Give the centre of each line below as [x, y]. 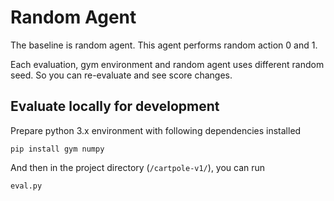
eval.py [26, 186]
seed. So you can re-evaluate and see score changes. [121, 75]
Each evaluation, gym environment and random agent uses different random [167, 64]
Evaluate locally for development [115, 106]
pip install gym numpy [57, 149]
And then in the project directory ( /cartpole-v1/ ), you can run [138, 167]
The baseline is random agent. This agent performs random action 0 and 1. [164, 45]
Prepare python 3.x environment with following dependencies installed [156, 130]
